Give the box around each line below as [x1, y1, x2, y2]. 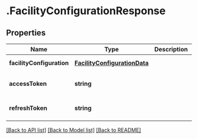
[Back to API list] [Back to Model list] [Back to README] [6, 127, 141, 134]
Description [154, 46, 188, 53]
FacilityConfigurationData [74, 59, 149, 67]
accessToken [9, 80, 47, 88]
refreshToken [9, 104, 48, 112]
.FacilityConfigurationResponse [6, 4, 166, 18]
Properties [6, 28, 46, 38]
